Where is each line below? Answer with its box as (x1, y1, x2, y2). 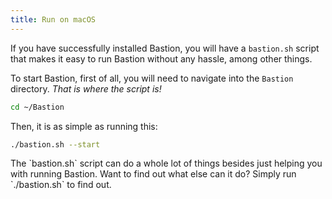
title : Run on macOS (10, 14, 97, 25)
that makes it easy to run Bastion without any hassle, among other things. (10, 52, 313, 65)
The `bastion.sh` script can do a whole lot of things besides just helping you (10, 157, 323, 170)
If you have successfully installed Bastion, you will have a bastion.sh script (10, 42, 320, 54)
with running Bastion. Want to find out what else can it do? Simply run (10, 168, 297, 180)
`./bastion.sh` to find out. (10, 179, 112, 191)
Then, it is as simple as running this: (10, 120, 158, 132)
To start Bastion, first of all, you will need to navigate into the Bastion (10, 72, 294, 84)
